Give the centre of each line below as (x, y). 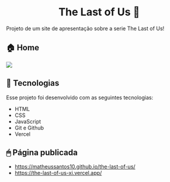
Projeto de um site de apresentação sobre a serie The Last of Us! (85, 28)
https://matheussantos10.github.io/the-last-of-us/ (75, 167)
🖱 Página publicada (42, 152)
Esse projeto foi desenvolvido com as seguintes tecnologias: (80, 97)
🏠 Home (23, 48)
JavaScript (28, 121)
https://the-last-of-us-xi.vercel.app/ (58, 173)
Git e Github (29, 128)
